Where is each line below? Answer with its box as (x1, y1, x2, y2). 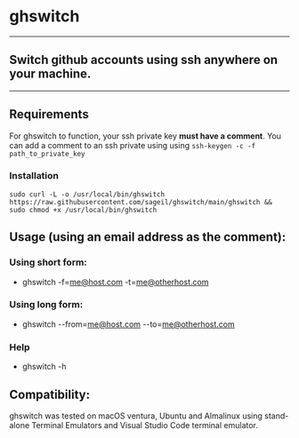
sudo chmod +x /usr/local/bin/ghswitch (9, 205, 158, 214)
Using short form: (9, 256, 87, 268)
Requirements (9, 107, 89, 122)
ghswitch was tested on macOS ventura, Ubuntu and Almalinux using (9, 410, 263, 421)
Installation (9, 170, 60, 182)
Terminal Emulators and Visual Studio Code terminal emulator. (31, 419, 258, 430)
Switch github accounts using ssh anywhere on (9, 52, 279, 68)
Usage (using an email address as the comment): (9, 229, 287, 245)
